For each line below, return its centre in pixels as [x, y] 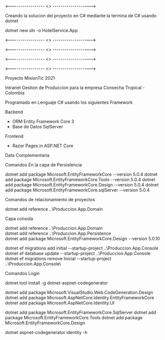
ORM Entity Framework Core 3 [43, 121]
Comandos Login [22, 273]
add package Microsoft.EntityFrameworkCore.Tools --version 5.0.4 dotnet [80, 180]
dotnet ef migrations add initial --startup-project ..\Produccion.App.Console [82, 248]
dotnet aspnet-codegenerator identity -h [46, 332]
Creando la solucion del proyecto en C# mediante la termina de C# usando [81, 15]
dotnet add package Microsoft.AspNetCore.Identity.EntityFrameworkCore [80, 298]
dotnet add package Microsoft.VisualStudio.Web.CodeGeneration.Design [79, 292]
